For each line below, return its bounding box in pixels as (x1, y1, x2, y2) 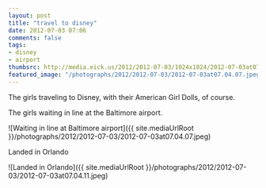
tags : (8, 41, 26, 49)
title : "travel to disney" (8, 19, 97, 27)
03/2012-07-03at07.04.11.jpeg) (8, 171, 108, 180)
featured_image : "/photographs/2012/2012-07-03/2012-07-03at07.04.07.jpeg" (8, 71, 264, 79)
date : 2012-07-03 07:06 (8, 26, 87, 34)
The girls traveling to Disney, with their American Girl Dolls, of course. (8, 92, 236, 102)
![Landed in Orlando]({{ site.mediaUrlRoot (8, 162, 144, 171)
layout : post (8, 11, 51, 20)
